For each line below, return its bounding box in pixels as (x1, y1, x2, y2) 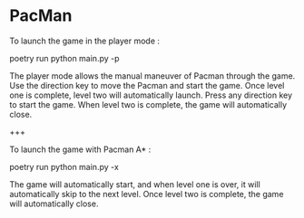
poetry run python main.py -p (9, 52, 120, 63)
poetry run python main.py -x (9, 161, 120, 172)
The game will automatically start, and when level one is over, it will (9, 178, 260, 190)
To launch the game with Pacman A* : (9, 144, 152, 155)
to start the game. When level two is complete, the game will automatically (9, 99, 288, 109)
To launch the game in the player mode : (9, 35, 161, 46)
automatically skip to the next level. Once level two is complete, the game (9, 188, 284, 199)
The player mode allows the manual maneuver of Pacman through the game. (9, 70, 296, 81)
